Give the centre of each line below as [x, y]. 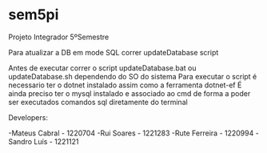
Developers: [28, 117]
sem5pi [34, 15]
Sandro [20, 141]
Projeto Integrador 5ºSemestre [59, 37]
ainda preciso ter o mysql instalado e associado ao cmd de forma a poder [130, 93]
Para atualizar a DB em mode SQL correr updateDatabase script [114, 52]
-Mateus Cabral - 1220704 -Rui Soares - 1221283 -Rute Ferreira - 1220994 [131, 133]
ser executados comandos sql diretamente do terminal [98, 102]
